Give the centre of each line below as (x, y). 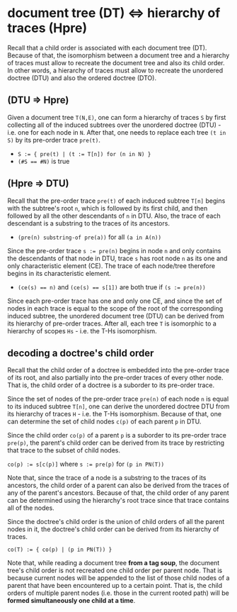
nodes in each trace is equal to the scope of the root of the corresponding (115, 308)
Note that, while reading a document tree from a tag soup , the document (114, 563)
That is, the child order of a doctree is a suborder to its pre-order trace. (111, 385)
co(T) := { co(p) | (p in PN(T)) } (60, 550)
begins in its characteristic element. (59, 273)
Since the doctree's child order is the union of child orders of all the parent (116, 522)
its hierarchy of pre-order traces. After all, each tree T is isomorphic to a (112, 323)
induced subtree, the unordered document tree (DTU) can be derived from (116, 316)
